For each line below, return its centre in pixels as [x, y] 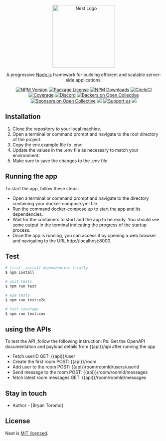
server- [154, 75]
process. [21, 230]
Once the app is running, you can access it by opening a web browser [84, 235]
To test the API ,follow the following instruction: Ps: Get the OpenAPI [75, 341]
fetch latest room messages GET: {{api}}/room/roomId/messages [79, 377]
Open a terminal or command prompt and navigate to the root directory [85, 134]
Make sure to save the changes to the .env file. [60, 161]
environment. [26, 155]
